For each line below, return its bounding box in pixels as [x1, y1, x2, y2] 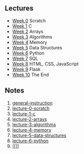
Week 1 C [12, 23, 32, 29]
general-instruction [12, 100, 53, 106]
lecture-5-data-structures [12, 132, 67, 138]
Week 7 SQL [12, 55, 39, 61]
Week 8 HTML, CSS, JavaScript [12, 60, 79, 67]
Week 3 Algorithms [12, 34, 52, 40]
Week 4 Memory [12, 39, 47, 45]
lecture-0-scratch [12, 105, 50, 111]
